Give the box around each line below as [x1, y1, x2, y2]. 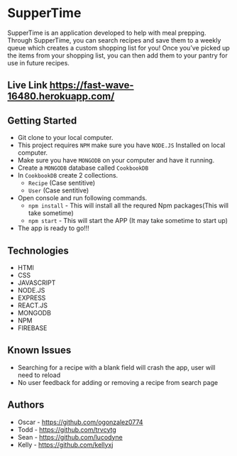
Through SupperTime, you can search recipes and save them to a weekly [7, 36, 221, 44]
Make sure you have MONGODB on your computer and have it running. [17, 156, 215, 165]
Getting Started [7, 114, 77, 126]
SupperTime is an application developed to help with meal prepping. [7, 28, 206, 37]
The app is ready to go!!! [17, 224, 90, 232]
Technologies [7, 244, 70, 256]
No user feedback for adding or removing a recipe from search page [17, 378, 219, 386]
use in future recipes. [7, 58, 70, 67]
